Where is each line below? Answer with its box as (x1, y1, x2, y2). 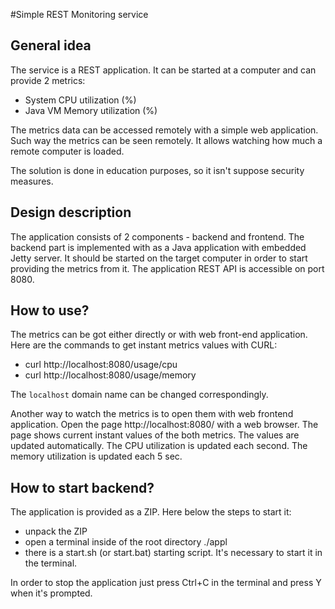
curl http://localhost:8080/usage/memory (24, 369, 197, 381)
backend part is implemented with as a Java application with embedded (10, 241, 307, 253)
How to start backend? (10, 479, 155, 496)
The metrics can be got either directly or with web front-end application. (10, 329, 308, 341)
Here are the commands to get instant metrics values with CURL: (10, 339, 278, 351)
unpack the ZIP (24, 525, 88, 538)
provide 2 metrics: (10, 74, 86, 86)
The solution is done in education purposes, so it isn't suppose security (10, 164, 305, 176)
